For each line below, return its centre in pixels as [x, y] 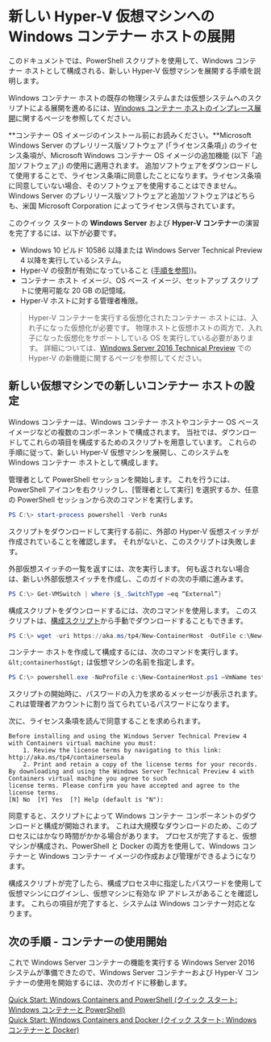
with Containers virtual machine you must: [83, 744]
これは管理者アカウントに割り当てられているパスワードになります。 [121, 704]
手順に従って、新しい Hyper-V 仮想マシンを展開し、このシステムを [119, 452]
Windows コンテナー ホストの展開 [122, 37]
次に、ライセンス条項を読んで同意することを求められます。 [107, 721]
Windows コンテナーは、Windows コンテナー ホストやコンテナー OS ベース [134, 422]
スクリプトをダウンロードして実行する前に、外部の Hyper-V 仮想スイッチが [134, 531]
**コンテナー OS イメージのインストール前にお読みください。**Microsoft [130, 135]
